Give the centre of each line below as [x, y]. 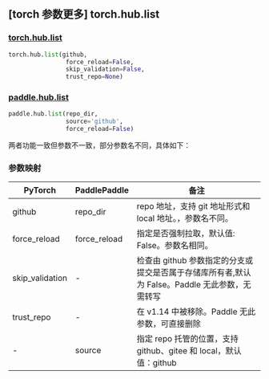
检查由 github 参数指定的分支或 [195, 261]
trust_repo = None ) [94, 77]
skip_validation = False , [105, 69]
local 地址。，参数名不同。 [185, 218]
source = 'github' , [94, 122]
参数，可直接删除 [169, 324]
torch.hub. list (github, [48, 55]
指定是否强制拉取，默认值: [186, 234]
